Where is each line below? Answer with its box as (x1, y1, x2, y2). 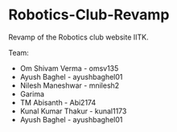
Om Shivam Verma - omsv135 (19, 63, 119, 73)
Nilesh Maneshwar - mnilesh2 (19, 80, 120, 90)
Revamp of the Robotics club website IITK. (8, 32, 149, 42)
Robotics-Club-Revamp (8, 6, 170, 24)
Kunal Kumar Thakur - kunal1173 (19, 106, 127, 116)
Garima (19, 89, 45, 98)
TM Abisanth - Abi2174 (19, 97, 97, 107)
